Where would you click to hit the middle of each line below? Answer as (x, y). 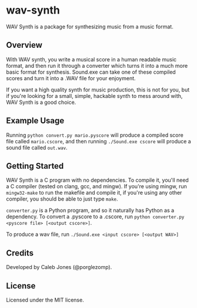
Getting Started (35, 166)
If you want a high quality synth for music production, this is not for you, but (98, 90)
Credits (20, 253)
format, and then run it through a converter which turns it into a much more (97, 65)
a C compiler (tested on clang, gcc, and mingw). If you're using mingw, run (96, 186)
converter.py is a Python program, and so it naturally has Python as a (90, 211)
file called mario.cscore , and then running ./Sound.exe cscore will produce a (98, 141)
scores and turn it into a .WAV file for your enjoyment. (71, 78)
